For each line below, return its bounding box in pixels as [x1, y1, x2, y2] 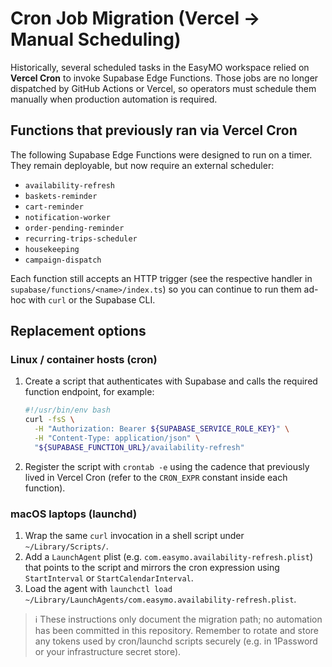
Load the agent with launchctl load [24, 583, 173, 595]
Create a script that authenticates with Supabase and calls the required [24, 375, 318, 387]
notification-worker [24, 212, 111, 222]
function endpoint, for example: [24, 386, 155, 398]
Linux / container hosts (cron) [10, 353, 158, 367]
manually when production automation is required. [10, 93, 218, 105]
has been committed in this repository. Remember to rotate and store [34, 625, 319, 637]
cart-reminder [24, 202, 84, 212]
